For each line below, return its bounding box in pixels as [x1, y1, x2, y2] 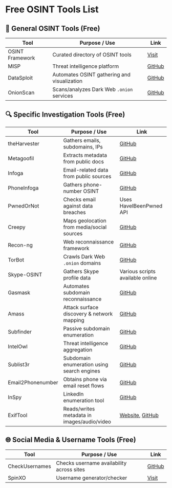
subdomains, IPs [63, 143, 103, 150]
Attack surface [63, 304, 99, 311]
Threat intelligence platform [52, 63, 119, 70]
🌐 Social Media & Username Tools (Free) [5, 436, 137, 444]
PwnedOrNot [8, 202, 39, 209]
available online [119, 274, 157, 281]
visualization [52, 78, 83, 84]
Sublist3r [8, 361, 30, 368]
